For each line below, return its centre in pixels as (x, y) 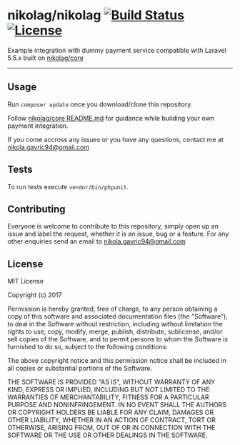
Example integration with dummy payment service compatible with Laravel (117, 50)
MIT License (26, 281)
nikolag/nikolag (54, 15)
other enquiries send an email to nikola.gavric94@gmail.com (96, 241)
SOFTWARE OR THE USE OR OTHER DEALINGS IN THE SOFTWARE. (107, 435)
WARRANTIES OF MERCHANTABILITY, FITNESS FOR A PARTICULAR (108, 397)
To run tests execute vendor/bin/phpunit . (68, 186)
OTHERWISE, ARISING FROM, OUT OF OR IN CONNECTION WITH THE (111, 428)
